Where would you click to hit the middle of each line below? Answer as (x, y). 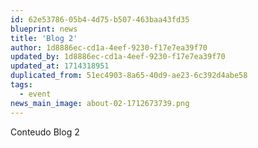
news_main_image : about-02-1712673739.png (100, 103)
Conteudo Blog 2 (45, 132)
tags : (21, 85)
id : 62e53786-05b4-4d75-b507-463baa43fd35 (100, 19)
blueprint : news (44, 29)
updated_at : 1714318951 (60, 66)
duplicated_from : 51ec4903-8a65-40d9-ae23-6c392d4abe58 (129, 76)
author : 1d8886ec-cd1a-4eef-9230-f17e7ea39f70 (109, 47)
